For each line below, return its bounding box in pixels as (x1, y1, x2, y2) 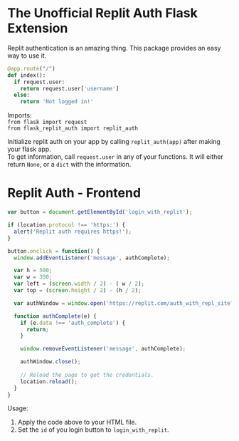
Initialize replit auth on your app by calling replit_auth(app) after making (7, 138, 221, 146)
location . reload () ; (20, 378, 78, 385)
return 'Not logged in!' (20, 98, 94, 105)
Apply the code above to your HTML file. (17, 418, 137, 427)
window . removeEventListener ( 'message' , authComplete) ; (20, 346, 186, 353)
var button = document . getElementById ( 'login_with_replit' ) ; (7, 209, 193, 216)
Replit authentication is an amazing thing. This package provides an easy (7, 43, 221, 52)
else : (14, 91, 31, 99)
